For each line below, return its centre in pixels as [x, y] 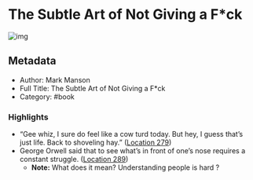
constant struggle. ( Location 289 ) [74, 160]
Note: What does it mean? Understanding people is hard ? [125, 167]
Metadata [32, 61]
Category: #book [47, 97]
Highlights [28, 117]
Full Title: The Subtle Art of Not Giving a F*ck [92, 88]
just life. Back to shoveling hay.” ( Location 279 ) [95, 142]
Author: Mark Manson [55, 79]
